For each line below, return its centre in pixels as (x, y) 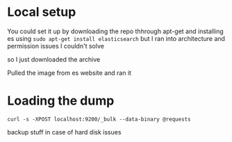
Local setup (42, 12)
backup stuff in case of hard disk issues (64, 132)
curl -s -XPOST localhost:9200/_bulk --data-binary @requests (99, 119)
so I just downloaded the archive (54, 59)
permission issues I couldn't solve (56, 46)
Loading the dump (61, 101)
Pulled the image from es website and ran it (69, 73)
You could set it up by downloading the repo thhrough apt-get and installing (115, 31)
